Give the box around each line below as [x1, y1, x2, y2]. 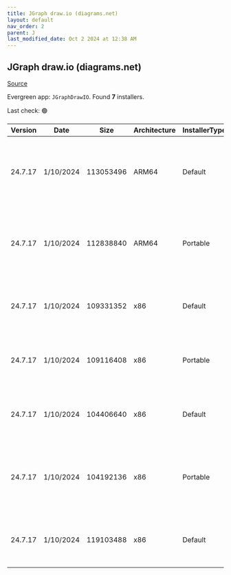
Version [10, 125, 37, 135]
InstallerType [181, 125, 227, 135]
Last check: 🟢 [7, 106, 48, 114]
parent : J [7, 29, 36, 36]
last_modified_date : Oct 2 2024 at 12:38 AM [7, 36, 137, 43]
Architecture [133, 125, 176, 135]
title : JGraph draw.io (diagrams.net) [7, 10, 118, 17]
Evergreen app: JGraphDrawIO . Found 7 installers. [7, 92, 144, 100]
